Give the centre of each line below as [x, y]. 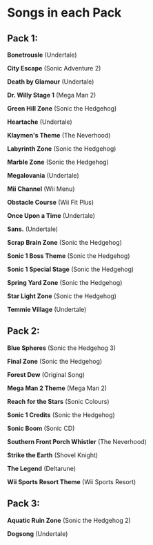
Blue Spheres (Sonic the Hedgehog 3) [61, 348]
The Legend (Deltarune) [42, 468]
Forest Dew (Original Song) [46, 374]
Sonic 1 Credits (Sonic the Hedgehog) [61, 415]
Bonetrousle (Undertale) [42, 55]
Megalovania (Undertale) [43, 175]
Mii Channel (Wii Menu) [41, 189]
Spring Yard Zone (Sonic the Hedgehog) [65, 283]
